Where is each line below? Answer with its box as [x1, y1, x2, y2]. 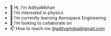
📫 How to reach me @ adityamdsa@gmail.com [9, 26, 105, 31]
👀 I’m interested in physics [9, 10, 64, 16]
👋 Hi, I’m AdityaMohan [9, 5, 55, 10]
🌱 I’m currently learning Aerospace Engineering [9, 15, 107, 20]
